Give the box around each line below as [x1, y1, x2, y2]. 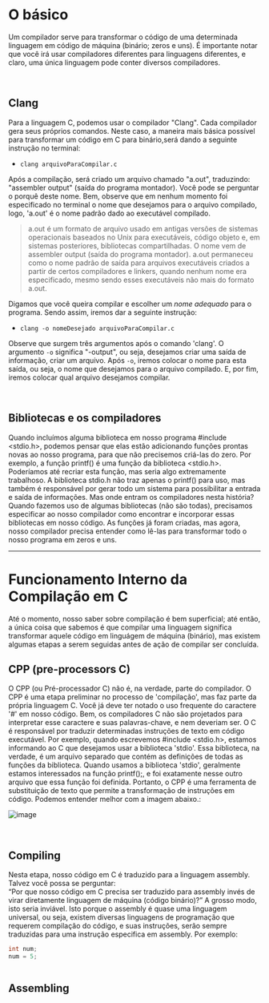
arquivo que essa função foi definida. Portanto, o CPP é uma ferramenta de [8, 777, 257, 787]
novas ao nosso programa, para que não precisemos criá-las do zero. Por [8, 449, 252, 459]
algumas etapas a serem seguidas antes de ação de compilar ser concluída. [8, 639, 259, 649]
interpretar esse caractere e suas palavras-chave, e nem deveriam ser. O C [8, 718, 256, 727]
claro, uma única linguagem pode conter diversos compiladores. [8, 58, 221, 67]
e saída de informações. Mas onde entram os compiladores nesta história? [8, 492, 255, 501]
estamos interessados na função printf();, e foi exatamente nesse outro [8, 769, 243, 779]
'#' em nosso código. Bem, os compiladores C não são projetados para [8, 709, 243, 719]
